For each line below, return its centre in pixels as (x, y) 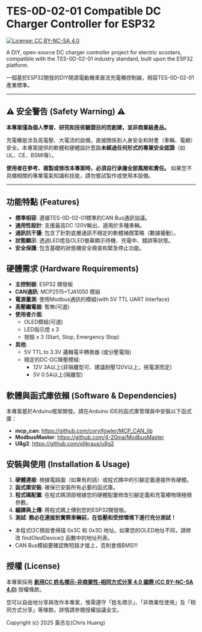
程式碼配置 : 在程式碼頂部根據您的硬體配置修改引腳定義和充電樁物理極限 (103, 495)
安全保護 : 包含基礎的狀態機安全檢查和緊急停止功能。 (80, 248)
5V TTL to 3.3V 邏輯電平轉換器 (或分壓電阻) (78, 352)
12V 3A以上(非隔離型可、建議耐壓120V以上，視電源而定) (103, 367)
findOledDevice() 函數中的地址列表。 (67, 538)
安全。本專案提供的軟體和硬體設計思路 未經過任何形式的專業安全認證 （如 (96, 147)
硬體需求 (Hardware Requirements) (73, 269)
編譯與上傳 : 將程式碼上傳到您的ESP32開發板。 (72, 510)
